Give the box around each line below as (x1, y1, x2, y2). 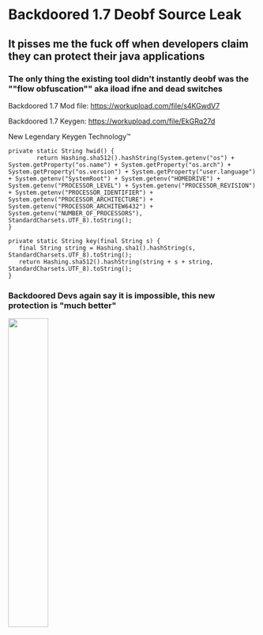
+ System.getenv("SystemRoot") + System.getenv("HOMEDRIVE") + (8, 174, 221, 183)
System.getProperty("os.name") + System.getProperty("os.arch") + (8, 161, 231, 169)
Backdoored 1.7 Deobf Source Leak (8, 6, 242, 24)
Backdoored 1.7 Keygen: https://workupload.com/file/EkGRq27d (8, 116, 216, 126)
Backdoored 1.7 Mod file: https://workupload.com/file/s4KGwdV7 (8, 101, 220, 110)
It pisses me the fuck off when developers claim (8, 37, 249, 51)
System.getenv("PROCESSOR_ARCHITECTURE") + (8, 196, 154, 203)
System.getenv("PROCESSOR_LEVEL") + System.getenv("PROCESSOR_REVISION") (8, 181, 257, 189)
